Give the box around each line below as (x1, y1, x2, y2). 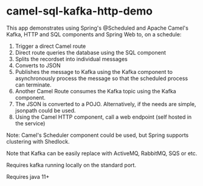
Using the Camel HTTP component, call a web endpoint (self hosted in (15, 113, 192, 121)
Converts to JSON (15, 62, 61, 69)
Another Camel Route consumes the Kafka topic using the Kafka (15, 87, 176, 95)
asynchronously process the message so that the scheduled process (15, 75, 188, 82)
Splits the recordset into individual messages (15, 55, 128, 62)
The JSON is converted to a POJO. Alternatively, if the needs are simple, (15, 100, 196, 107)
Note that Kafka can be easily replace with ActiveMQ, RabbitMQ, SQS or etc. (6, 150, 198, 157)
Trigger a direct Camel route (15, 42, 86, 50)
